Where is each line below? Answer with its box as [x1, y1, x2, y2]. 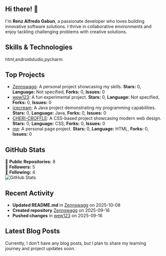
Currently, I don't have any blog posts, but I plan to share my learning [5, 240, 146, 246]
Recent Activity [5, 189, 54, 197]
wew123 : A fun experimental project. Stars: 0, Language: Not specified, [12, 94, 160, 100]
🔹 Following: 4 [5, 169, 36, 175]
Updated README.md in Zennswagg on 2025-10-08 [12, 202, 120, 208]
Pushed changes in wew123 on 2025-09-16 [12, 213, 103, 219]
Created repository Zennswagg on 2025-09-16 [12, 207, 110, 213]
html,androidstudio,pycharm [5, 56, 63, 62]
